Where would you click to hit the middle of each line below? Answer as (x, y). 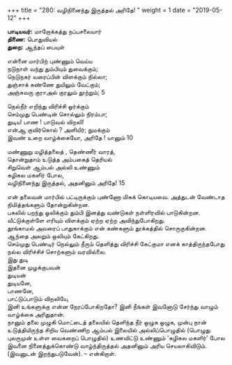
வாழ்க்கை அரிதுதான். (36, 314)
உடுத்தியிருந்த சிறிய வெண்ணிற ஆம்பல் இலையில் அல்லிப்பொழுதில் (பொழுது (109, 330)
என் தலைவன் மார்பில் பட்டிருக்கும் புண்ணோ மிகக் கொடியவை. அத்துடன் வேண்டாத (116, 197)
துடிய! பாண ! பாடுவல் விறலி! (46, 122)
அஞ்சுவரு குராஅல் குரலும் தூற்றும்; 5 (56, 92)
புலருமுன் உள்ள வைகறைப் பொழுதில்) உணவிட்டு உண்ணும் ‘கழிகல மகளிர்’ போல (116, 338)
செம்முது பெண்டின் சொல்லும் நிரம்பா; (57, 114)
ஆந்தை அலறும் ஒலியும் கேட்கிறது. (53, 236)
